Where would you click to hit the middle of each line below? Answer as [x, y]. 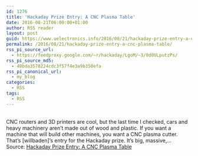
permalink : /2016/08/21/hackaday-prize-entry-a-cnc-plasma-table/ [89, 45]
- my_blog [23, 77]
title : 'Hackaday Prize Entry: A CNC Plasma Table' [71, 17]
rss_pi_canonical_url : [34, 72]
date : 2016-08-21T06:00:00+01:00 [47, 22]
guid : [13, 39]
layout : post [22, 33]
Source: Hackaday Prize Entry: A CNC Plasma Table [69, 147]
